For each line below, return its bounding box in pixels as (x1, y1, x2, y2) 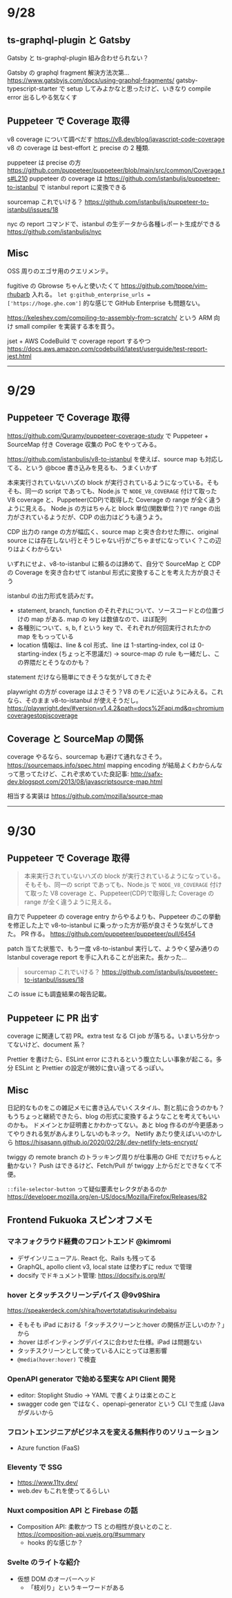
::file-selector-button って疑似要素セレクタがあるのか (7, 1185, 168, 1193)
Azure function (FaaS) (17, 1444, 80, 1452)
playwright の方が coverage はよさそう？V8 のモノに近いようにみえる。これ (7, 687, 224, 696)
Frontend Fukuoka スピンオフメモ (7, 1214, 153, 1226)
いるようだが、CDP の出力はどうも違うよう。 (37, 513, 166, 521)
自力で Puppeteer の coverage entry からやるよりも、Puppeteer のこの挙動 (7, 912, 221, 921)
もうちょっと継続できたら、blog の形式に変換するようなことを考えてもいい (7, 1112, 220, 1121)
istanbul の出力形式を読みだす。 (7, 591, 98, 600)
